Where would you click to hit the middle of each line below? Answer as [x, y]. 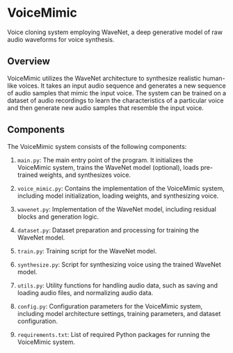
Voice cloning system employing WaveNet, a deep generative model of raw [115, 32]
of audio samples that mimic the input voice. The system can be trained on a [117, 93]
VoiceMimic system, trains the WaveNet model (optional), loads [108, 167]
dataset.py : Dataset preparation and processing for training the [108, 230]
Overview [29, 62]
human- [214, 78]
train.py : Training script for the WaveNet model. [87, 251]
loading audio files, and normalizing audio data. [85, 292]
